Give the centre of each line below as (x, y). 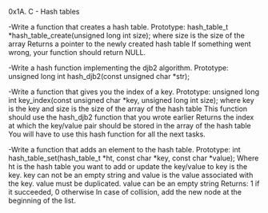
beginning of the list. (42, 200)
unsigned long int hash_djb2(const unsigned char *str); (99, 76)
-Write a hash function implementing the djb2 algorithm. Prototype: (119, 68)
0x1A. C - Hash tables (44, 12)
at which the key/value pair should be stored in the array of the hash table (130, 126)
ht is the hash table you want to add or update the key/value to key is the (128, 166)
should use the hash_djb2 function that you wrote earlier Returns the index (131, 117)
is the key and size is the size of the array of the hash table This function (128, 108)
